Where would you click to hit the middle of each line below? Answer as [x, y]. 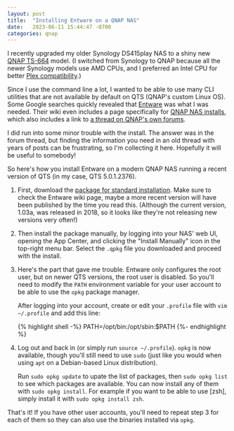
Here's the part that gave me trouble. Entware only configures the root [119, 270]
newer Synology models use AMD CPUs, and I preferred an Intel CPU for [112, 68]
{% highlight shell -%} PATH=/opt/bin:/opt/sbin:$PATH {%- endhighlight [122, 327]
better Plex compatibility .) [45, 76]
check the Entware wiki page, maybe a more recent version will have [117, 198]
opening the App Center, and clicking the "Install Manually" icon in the [119, 241]
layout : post [26, 14]
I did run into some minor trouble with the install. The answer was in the [111, 133]
